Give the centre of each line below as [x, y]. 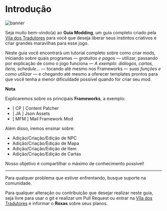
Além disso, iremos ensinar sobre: [40, 128]
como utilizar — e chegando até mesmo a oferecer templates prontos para [82, 74]
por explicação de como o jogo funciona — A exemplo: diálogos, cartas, [79, 63]
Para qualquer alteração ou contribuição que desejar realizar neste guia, [79, 193]
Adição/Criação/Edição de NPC [44, 138]
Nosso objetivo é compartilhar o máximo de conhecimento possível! [75, 163]
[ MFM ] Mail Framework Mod [43, 118]
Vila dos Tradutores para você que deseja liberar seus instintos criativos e [81, 38]
